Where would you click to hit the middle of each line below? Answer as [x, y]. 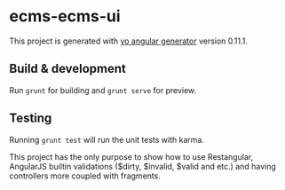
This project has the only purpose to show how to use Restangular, [131, 156]
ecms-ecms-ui [65, 16]
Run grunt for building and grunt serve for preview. [103, 90]
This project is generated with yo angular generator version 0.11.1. [129, 41]
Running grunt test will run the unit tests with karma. [107, 139]
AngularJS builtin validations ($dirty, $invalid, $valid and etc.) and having [143, 166]
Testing [31, 119]
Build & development [67, 69]
